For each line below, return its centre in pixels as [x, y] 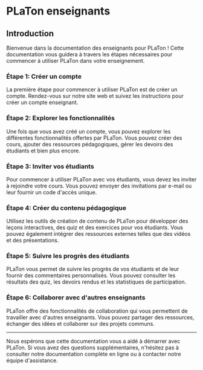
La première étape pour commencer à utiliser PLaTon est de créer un [92, 89]
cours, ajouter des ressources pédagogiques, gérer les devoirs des [90, 144]
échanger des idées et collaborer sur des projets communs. [81, 323]
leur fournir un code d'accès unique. [52, 192]
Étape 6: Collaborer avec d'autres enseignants [76, 297]
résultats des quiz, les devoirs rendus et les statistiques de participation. [96, 282]
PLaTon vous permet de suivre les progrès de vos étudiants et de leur [93, 269]
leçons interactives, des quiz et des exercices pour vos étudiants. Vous [95, 227]
